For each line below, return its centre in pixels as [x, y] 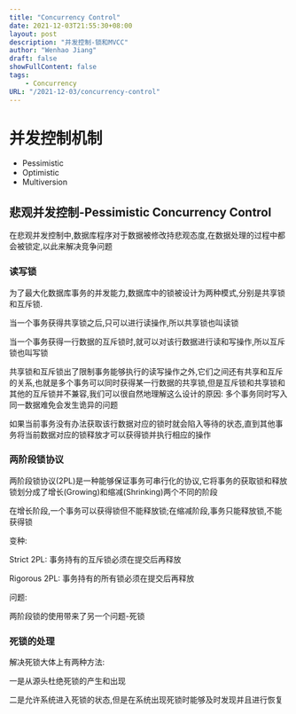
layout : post [33, 34]
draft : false [33, 59]
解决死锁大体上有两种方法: [57, 663]
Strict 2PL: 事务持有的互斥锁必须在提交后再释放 [95, 559]
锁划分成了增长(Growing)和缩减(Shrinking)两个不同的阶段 [114, 491]
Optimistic [41, 173]
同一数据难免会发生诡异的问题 [63, 404]
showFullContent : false [53, 67]
